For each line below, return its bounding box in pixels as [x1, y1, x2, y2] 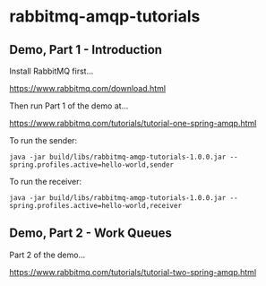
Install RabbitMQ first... [9, 65, 94, 76]
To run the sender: [9, 135, 78, 145]
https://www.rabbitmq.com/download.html [9, 83, 167, 93]
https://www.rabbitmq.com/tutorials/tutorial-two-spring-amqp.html [9, 266, 257, 277]
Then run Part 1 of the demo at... [9, 100, 129, 111]
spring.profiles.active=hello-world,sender [9, 160, 175, 169]
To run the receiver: [9, 177, 82, 186]
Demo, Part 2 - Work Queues [9, 226, 173, 241]
